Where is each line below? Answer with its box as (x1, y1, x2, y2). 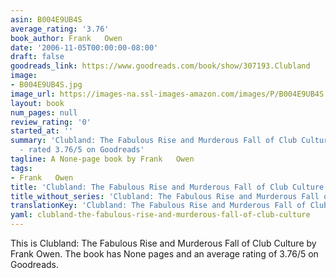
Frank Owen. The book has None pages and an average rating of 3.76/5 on (10, 248, 319, 260)
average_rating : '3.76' (10, 24, 110, 34)
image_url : (10, 89, 56, 99)
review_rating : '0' (10, 117, 92, 127)
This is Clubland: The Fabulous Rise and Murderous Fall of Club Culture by (10, 237, 317, 249)
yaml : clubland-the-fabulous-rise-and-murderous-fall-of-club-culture (10, 210, 311, 220)
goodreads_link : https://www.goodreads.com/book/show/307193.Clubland (10, 61, 311, 71)
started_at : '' (10, 126, 74, 136)
